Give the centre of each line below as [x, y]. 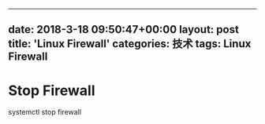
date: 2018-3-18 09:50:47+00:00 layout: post [123, 29]
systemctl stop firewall [45, 112]
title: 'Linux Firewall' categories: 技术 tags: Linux [130, 44]
